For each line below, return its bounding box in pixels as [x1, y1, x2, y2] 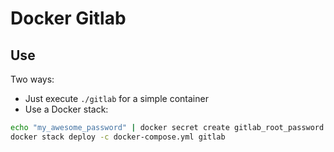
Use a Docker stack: [24, 103, 109, 115]
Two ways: [10, 73, 55, 85]
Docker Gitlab [10, 7, 127, 30]
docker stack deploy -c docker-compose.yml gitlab [10, 132, 226, 142]
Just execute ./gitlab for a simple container [24, 93, 209, 104]
